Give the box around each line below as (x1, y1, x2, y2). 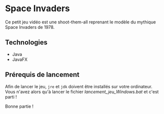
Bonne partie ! (5, 103, 34, 109)
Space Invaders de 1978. (5, 24, 55, 30)
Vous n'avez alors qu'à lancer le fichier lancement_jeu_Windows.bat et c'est (5, 89, 159, 95)
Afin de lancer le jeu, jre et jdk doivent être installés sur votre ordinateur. (5, 83, 153, 89)
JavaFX (12, 57, 28, 62)
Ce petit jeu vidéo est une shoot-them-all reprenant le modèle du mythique (5, 19, 156, 25)
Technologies (5, 38, 48, 47)
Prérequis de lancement (5, 71, 80, 79)
